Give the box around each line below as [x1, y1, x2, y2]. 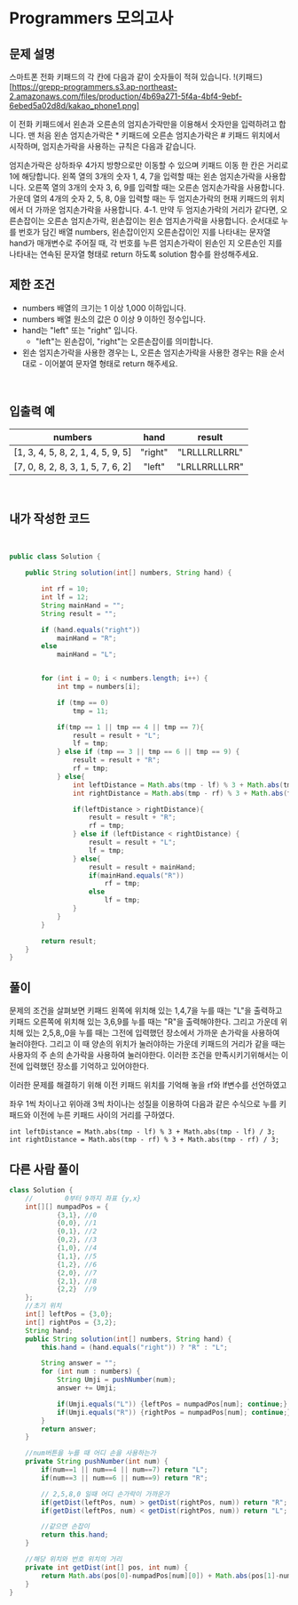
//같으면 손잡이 [41, 1522, 90, 1531]
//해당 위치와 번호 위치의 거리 [25, 1555, 122, 1564]
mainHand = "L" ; [56, 650, 117, 659]
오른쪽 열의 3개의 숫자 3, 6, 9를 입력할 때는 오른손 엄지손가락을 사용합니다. [27, 182, 286, 192]
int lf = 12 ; [41, 593, 90, 602]
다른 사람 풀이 [9, 1161, 80, 1176]
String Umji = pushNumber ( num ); [56, 1376, 176, 1384]
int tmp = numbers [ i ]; [56, 682, 141, 692]
